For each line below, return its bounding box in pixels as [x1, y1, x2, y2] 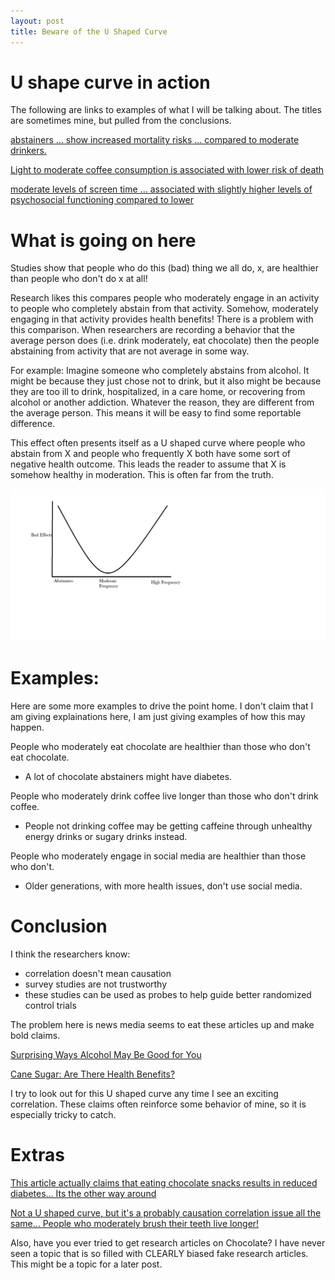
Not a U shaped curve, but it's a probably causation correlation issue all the [10, 1206, 322, 1219]
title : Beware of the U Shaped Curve [10, 26, 168, 37]
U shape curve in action [10, 71, 211, 94]
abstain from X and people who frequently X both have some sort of [10, 448, 292, 460]
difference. [10, 418, 56, 430]
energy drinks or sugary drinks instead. [24, 830, 188, 842]
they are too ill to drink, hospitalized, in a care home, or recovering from [10, 386, 306, 398]
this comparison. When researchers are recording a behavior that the [10, 324, 295, 336]
